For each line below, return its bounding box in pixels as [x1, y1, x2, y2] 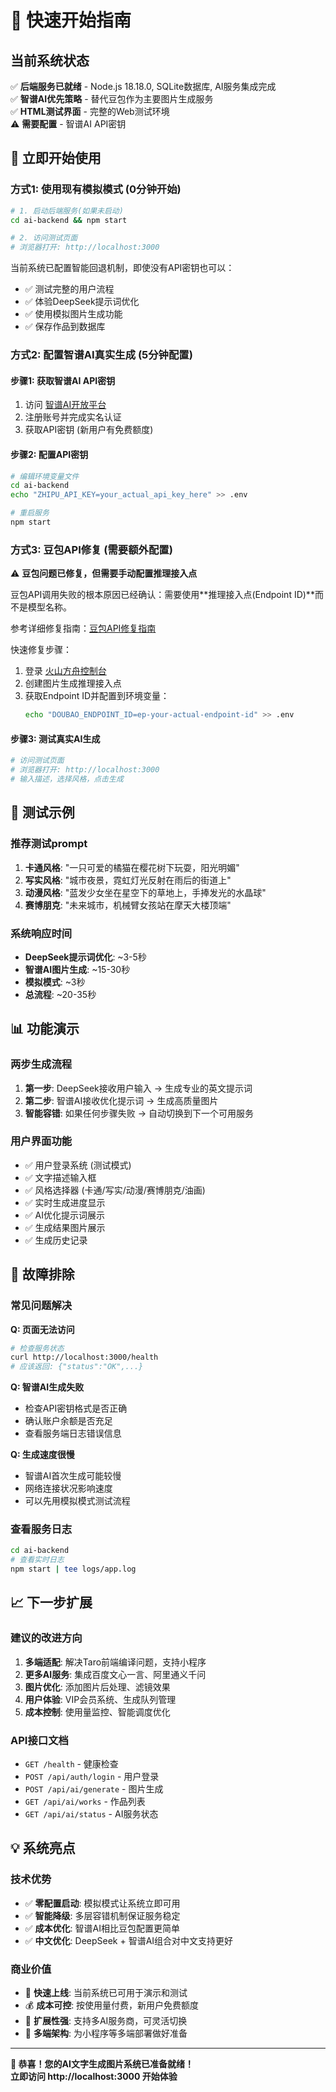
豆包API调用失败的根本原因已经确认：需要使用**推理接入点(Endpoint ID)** [10, 589, 315, 601]
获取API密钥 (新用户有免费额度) [24, 424, 154, 436]
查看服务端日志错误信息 [24, 1427, 122, 1440]
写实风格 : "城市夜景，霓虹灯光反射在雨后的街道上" [24, 874, 232, 886]
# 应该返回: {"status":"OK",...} [10, 1362, 144, 1372]
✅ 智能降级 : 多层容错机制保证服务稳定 [24, 1909, 181, 1921]
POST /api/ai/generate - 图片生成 [24, 1783, 164, 1795]
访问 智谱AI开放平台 [24, 399, 107, 411]
